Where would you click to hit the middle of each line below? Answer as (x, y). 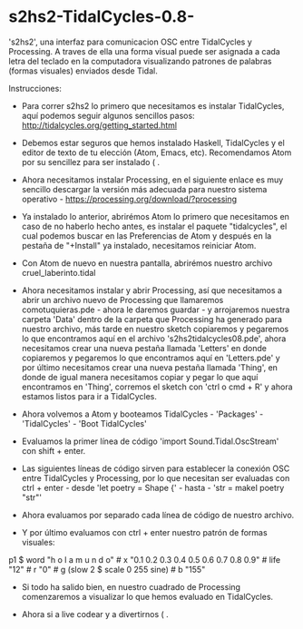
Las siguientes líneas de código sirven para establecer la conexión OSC (156, 468)
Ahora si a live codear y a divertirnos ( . (95, 614)
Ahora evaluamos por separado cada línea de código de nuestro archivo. (158, 515)
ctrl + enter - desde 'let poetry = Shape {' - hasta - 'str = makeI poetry (153, 487)
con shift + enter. (54, 450)
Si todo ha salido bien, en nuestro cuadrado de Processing (131, 586)
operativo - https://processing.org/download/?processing (129, 199)
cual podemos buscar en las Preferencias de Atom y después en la (147, 236)
